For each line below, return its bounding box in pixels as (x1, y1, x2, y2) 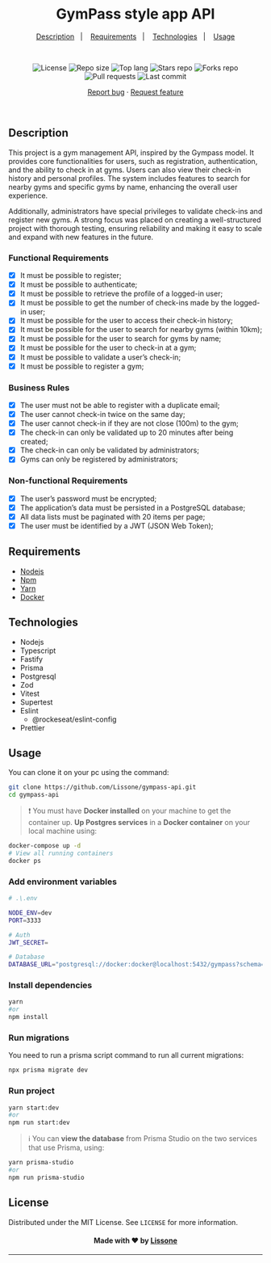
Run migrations (8, 1032, 70, 1043)
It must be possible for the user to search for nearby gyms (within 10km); (19, 325, 263, 335)
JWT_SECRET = (8, 938, 48, 946)
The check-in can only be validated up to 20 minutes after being (19, 427, 234, 437)
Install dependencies (8, 979, 93, 991)
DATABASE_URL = (8, 961, 56, 969)
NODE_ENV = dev (8, 908, 52, 917)
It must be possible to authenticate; (19, 280, 138, 289)
